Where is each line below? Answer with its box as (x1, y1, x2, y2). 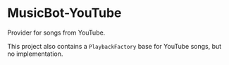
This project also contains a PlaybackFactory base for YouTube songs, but (7, 42, 222, 50)
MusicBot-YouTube (7, 5, 122, 21)
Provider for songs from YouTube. (7, 28, 106, 37)
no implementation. (7, 49, 63, 58)
